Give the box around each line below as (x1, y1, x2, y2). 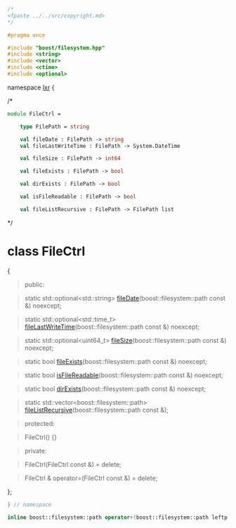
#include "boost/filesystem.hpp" (7, 44, 105, 51)
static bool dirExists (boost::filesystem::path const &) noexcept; (24, 384, 206, 393)
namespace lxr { (7, 83, 55, 92)
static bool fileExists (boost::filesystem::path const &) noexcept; (24, 357, 207, 365)
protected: (24, 419, 55, 427)
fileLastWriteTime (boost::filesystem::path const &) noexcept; (24, 322, 200, 331)
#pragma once (7, 32, 46, 39)
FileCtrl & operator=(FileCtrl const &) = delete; (24, 474, 158, 482)
